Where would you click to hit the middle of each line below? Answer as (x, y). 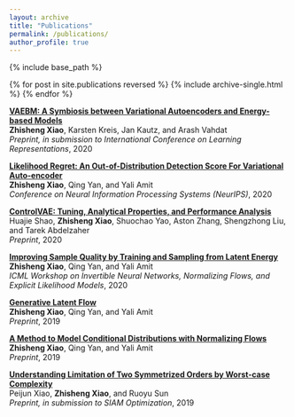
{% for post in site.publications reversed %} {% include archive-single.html (146, 84)
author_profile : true (49, 42)
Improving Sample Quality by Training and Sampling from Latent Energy (144, 257)
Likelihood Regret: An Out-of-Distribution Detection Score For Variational (147, 166)
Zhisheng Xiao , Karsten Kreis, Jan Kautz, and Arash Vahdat (118, 130)
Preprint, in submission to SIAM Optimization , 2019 (102, 403)
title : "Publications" (51, 26)
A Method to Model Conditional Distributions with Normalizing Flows (138, 339)
